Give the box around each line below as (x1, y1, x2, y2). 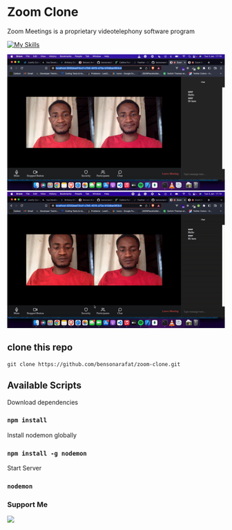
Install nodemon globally (7, 430, 77, 439)
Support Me (7, 500, 48, 509)
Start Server (7, 464, 42, 473)
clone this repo (7, 342, 73, 354)
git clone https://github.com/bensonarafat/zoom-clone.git (7, 360, 181, 367)
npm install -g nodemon (7, 449, 88, 457)
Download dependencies (7, 398, 78, 406)
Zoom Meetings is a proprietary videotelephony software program (7, 27, 195, 35)
